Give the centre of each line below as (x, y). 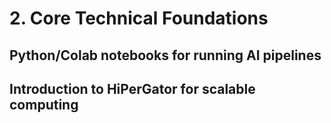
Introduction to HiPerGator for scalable (132, 88)
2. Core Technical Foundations (139, 18)
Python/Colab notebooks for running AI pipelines (165, 55)
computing (44, 104)
